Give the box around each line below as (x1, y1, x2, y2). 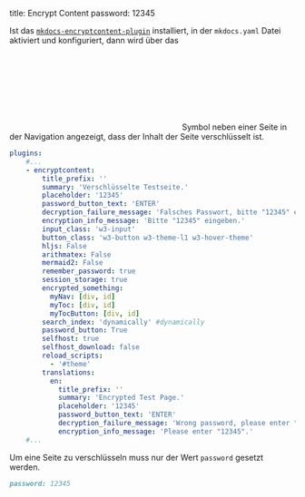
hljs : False (42, 241, 88, 250)
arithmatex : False (42, 249, 112, 259)
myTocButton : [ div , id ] (49, 308, 141, 318)
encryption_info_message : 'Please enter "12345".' (57, 426, 254, 436)
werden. (9, 462, 41, 473)
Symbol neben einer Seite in (181, 122, 288, 132)
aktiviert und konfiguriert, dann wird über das (9, 35, 179, 45)
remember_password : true (42, 267, 136, 276)
